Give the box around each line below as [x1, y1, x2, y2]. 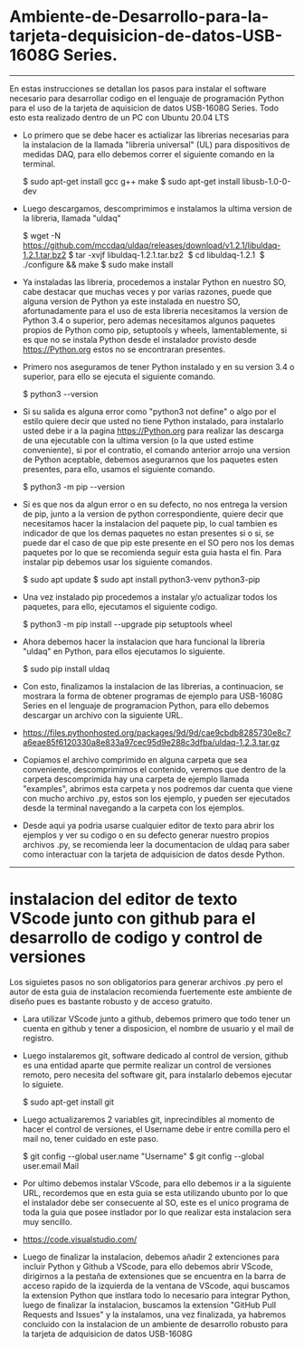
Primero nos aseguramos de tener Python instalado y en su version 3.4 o [22, 361, 295, 372]
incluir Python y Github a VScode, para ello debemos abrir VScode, [22, 1260, 273, 1272]
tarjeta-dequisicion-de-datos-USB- [9, 25, 283, 46]
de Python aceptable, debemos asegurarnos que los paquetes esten [22, 454, 279, 465]
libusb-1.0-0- [242, 176, 291, 186]
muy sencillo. [22, 1216, 72, 1227]
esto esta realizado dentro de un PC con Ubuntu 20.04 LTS [9, 111, 230, 123]
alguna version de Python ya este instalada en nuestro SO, [22, 296, 241, 307]
